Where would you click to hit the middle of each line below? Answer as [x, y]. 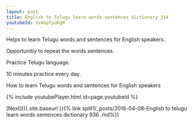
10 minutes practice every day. [44, 74]
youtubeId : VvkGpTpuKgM [36, 23]
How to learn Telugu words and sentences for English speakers [84, 85]
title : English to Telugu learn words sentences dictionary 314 [87, 17]
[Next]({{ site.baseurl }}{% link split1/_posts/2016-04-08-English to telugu [97, 109]
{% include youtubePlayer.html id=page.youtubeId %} [72, 97]
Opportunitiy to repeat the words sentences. [60, 51]
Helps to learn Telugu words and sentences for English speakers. [86, 40]
